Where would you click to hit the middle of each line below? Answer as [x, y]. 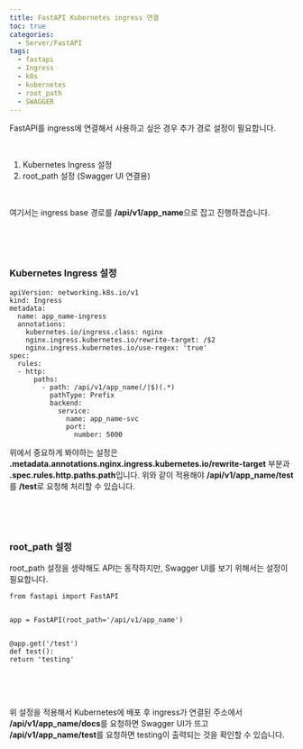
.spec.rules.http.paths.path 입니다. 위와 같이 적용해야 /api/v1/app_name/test [151, 475]
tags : [19, 51]
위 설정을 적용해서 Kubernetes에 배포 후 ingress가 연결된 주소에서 [126, 712]
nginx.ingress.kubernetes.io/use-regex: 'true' [116, 348]
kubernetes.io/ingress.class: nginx [95, 332]
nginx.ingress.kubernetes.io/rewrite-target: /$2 [121, 340]
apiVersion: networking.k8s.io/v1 [74, 292]
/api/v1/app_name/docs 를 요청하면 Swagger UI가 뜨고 [109, 723]
